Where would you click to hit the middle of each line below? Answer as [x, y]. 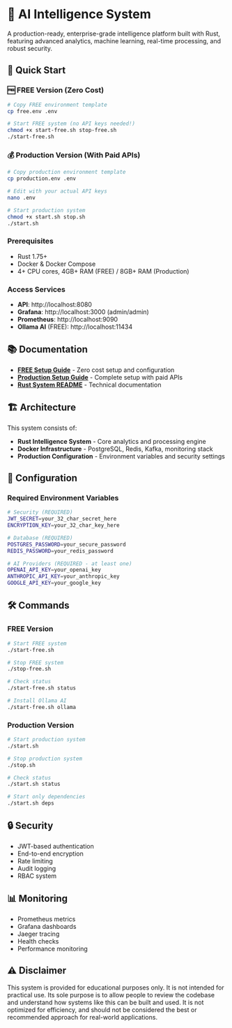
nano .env [22, 198]
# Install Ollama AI [37, 701]
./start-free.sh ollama [42, 707]
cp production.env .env [42, 179]
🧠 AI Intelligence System [79, 14]
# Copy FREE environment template [57, 105]
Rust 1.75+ [32, 256]
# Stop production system [45, 759]
